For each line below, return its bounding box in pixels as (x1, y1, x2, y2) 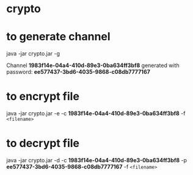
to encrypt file (6, 90, 79, 104)
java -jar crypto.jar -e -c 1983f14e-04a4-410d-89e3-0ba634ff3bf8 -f (6, 110, 186, 117)
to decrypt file (6, 137, 80, 151)
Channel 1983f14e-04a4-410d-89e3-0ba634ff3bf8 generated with (6, 62, 180, 69)
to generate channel (6, 30, 111, 44)
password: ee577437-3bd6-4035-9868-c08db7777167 (6, 68, 151, 76)
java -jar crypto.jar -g (6, 50, 60, 57)
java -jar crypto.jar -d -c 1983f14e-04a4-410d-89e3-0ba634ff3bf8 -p (6, 157, 188, 163)
